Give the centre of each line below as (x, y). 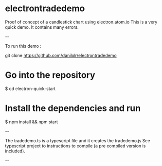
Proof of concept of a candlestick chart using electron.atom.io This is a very (81, 22)
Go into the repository (50, 75)
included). (15, 151)
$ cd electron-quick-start (30, 89)
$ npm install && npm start (32, 122)
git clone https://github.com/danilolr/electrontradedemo (61, 55)
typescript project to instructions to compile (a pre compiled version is (75, 146)
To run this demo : (23, 46)
